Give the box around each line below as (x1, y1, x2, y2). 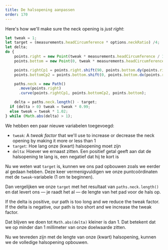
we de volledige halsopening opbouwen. (5, 239, 88, 245)
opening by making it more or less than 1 (12, 137, 96, 143)
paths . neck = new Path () (14, 81, 66, 86)
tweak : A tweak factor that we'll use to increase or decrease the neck (12, 132, 155, 138)
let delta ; (5, 44, 28, 50)
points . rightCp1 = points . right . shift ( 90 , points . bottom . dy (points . (14, 67, 160, 72)
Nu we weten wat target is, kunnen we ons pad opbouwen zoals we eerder (5, 163, 161, 169)
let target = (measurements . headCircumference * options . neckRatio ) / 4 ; (5, 40, 160, 45)
